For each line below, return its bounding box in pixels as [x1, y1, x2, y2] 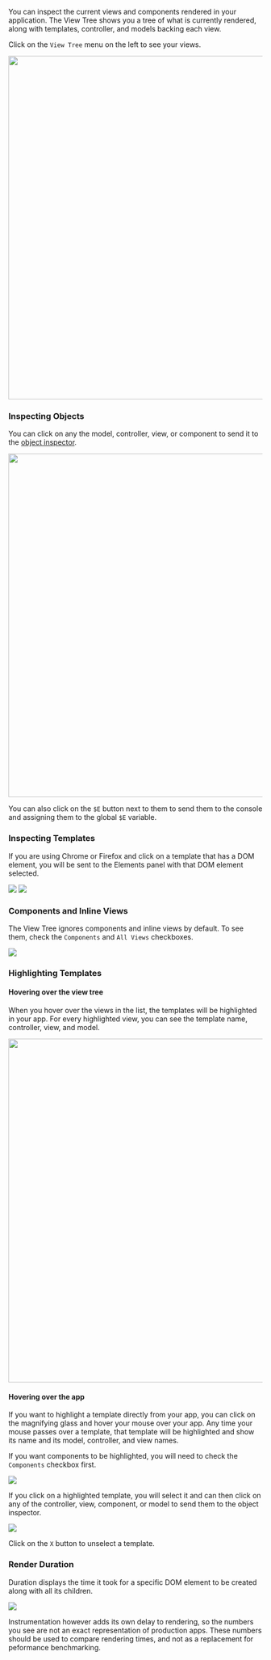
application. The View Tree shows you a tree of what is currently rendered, [8, 15, 256, 25]
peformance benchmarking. [8, 1642, 101, 1652]
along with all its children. [8, 1586, 93, 1595]
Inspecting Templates [8, 833, 95, 844]
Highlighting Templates [8, 967, 102, 978]
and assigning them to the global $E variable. [8, 813, 157, 822]
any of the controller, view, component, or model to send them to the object [8, 1499, 260, 1509]
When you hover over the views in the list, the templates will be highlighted [8, 1006, 257, 1016]
